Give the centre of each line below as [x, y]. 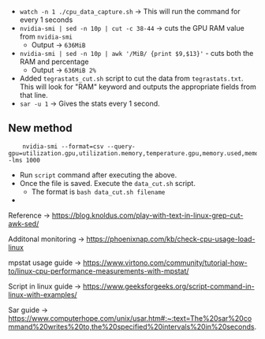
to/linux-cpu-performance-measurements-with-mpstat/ [99, 270]
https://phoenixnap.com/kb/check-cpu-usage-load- [171, 239]
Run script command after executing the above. [98, 175]
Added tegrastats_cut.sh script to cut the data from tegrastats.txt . [131, 78]
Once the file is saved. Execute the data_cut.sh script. [107, 183]
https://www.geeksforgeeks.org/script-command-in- [168, 286]
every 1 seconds [46, 20]
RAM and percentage [54, 61]
